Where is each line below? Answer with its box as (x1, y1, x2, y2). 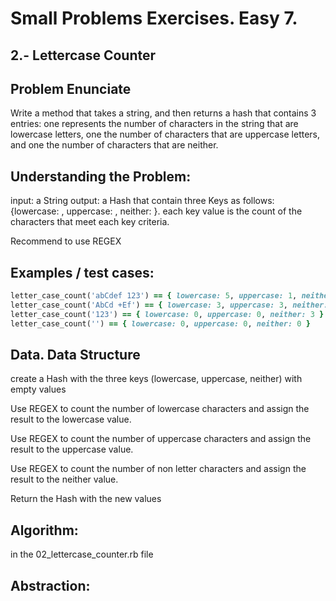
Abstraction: (10, 577, 91, 594)
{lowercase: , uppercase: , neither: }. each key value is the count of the (10, 205, 303, 217)
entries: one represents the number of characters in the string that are (10, 118, 299, 130)
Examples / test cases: (10, 264, 155, 281)
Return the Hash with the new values (10, 493, 162, 505)
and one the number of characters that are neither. (10, 139, 219, 151)
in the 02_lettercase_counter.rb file (10, 548, 154, 561)
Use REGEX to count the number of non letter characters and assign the (10, 463, 307, 475)
